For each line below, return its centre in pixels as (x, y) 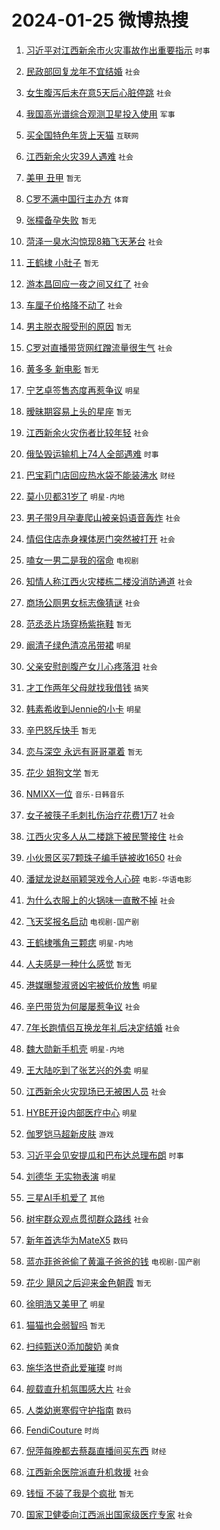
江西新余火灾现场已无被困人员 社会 (96, 1091)
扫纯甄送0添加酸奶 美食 (72, 1346)
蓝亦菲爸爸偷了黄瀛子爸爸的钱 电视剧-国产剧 (113, 1261)
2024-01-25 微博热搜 (100, 20)
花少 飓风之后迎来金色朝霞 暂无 (88, 1282)
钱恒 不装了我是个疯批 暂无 (79, 1493)
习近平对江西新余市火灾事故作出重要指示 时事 (118, 50)
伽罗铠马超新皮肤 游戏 (69, 1133)
